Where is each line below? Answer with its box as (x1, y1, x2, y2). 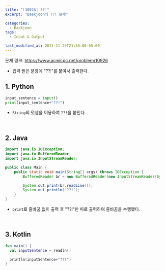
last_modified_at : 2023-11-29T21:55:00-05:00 (5, 43, 100, 48)
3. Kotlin (5, 230, 31, 239)
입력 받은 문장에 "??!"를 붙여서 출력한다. (12, 68, 89, 74)
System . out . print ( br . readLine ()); (23, 183, 93, 188)
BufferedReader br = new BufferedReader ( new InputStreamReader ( (23, 174, 157, 179)
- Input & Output (9, 34, 45, 39)
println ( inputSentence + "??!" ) (9, 257, 71, 262)
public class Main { (5, 165, 48, 170)
